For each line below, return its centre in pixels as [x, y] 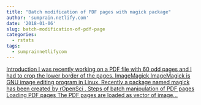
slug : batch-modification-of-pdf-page [56, 29]
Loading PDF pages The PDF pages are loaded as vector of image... [92, 95]
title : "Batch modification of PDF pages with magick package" [89, 12]
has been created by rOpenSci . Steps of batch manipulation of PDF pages [100, 89]
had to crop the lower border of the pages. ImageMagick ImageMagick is [98, 75]
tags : [13, 46]
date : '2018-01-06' [31, 23]
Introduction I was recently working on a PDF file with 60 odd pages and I [99, 69]
